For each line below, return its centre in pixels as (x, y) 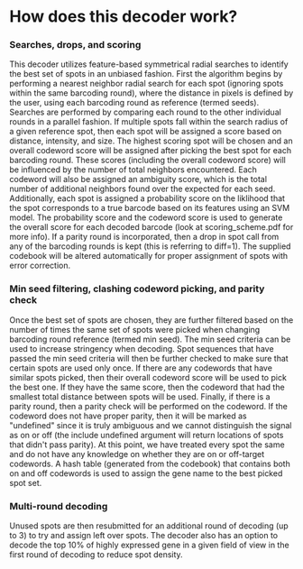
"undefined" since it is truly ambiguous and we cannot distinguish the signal (151, 425)
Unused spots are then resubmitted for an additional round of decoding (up (149, 526)
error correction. (40, 266)
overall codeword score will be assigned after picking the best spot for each (150, 151)
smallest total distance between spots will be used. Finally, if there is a (140, 396)
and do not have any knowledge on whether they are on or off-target (137, 454)
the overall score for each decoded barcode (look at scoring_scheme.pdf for (151, 227)
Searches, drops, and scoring (75, 45)
